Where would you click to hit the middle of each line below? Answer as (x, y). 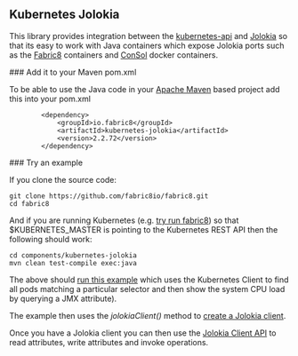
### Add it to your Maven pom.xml (73, 72)
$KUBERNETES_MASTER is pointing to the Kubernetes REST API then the (144, 229)
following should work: (51, 239)
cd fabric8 (29, 203)
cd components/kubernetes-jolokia (73, 255)
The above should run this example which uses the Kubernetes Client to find (149, 280)
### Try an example (46, 162)
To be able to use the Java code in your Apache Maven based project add (145, 89)
